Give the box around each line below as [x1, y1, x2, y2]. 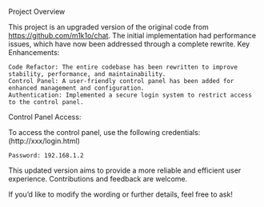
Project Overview [8, 7, 66, 16]
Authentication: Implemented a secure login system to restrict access [8, 91, 252, 99]
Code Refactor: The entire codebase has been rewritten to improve [8, 63, 238, 71]
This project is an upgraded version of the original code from [8, 22, 210, 31]
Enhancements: [8, 48, 60, 57]
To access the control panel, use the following [8, 128, 160, 137]
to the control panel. [8, 98, 84, 106]
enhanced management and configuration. [8, 84, 146, 92]
